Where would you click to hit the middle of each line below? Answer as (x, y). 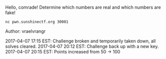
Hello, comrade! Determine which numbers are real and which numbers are (83, 7)
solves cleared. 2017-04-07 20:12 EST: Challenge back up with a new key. (82, 46)
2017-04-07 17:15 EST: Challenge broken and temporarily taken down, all (80, 41)
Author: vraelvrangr (26, 31)
